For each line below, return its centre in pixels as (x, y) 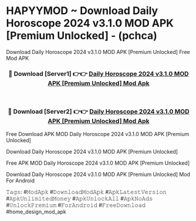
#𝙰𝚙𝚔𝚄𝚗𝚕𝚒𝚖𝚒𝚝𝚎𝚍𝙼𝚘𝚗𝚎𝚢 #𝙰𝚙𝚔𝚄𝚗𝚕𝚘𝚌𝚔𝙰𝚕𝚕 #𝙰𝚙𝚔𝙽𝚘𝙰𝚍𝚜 (80, 198)
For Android (21, 181)
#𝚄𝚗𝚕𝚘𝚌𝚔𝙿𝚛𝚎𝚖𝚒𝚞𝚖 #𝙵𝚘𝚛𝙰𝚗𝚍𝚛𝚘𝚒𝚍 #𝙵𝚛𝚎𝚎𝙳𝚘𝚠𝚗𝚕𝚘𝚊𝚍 (76, 205)
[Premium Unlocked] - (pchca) (82, 36)
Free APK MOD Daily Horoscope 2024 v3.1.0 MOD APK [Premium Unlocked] (98, 163)
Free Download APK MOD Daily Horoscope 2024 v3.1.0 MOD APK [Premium (98, 134)
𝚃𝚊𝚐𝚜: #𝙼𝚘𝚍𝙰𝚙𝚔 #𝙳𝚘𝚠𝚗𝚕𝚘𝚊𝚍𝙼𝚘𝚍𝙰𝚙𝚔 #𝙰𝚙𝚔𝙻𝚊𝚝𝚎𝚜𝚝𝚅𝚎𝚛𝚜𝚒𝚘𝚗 (87, 192)
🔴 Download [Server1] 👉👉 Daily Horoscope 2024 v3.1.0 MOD (99, 73)
